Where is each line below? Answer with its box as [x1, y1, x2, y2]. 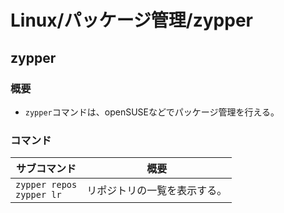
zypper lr [15, 189, 62, 201]
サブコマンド [16, 162, 77, 176]
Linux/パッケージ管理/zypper [10, 9, 253, 32]
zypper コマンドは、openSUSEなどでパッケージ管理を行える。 [24, 106, 280, 118]
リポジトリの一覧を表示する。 [86, 184, 228, 198]
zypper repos [15, 179, 78, 191]
